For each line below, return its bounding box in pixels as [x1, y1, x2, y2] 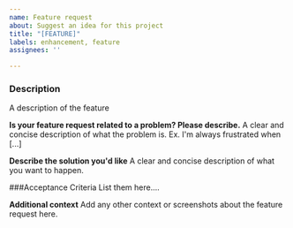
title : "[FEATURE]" [9, 29, 81, 38]
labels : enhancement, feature [9, 37, 121, 47]
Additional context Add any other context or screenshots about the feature [9, 200, 283, 210]
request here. [9, 209, 58, 219]
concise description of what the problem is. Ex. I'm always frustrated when [9, 129, 282, 140]
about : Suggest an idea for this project [9, 21, 164, 30]
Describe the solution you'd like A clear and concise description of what [9, 156, 275, 166]
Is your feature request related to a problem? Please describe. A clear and [9, 120, 284, 131]
